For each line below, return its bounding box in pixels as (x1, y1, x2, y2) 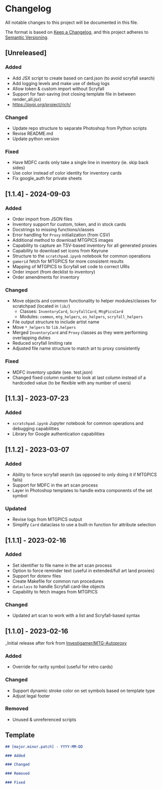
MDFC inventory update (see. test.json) (12, 369, 93, 375)
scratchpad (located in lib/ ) (12, 303, 70, 309)
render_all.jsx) (12, 96, 41, 102)
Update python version (12, 135, 59, 142)
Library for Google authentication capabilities (12, 431, 105, 437)
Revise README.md (12, 130, 54, 136)
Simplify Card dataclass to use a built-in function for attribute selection (12, 522, 156, 528)
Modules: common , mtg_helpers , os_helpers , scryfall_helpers (19, 314, 143, 320)
